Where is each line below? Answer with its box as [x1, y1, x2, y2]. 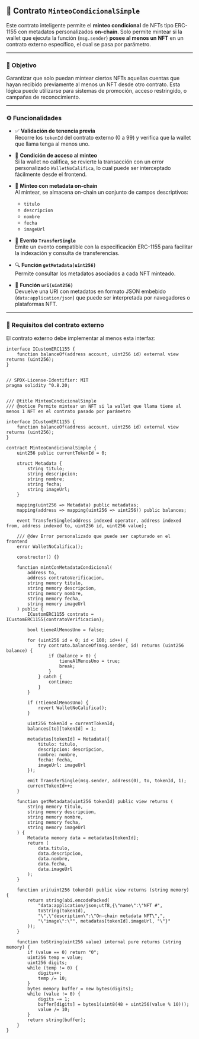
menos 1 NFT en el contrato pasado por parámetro [6, 408, 131, 414]
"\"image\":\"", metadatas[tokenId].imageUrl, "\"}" [37, 918, 171, 924]
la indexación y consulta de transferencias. [14, 250, 120, 257]
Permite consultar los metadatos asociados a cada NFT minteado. [14, 270, 176, 277]
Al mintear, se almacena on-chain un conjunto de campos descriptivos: [14, 188, 188, 196]
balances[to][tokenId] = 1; [27, 726, 97, 732]
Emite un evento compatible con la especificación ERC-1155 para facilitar [14, 243, 193, 250]
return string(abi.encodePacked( [27, 897, 110, 903]
